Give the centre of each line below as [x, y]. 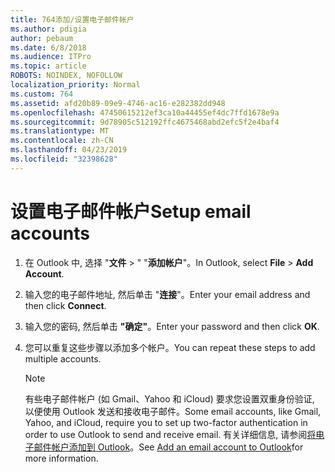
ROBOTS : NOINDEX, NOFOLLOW [66, 76]
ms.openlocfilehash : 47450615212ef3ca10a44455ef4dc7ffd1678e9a [145, 112]
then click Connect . [65, 305]
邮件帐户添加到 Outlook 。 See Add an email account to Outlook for [168, 447]
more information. [61, 458]
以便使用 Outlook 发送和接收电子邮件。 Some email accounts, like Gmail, [173, 411]
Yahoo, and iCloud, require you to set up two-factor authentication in [166, 422]
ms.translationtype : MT [60, 131]
